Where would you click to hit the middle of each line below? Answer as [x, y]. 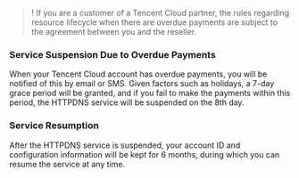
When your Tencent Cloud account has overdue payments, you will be [138, 74]
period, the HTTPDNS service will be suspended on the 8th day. [127, 102]
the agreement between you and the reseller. [113, 32]
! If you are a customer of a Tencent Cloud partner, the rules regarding [160, 13]
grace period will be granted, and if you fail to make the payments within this [150, 93]
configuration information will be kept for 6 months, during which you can [145, 154]
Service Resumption [54, 125]
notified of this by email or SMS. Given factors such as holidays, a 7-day [142, 84]
